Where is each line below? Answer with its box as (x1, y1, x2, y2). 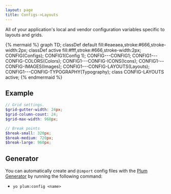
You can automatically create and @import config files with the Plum (5, 168, 148, 174)
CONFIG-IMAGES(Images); (5, 63, 62, 69)
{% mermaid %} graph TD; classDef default (5, 41, 97, 47)
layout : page (5, 7, 33, 13)
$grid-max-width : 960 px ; (5, 116, 58, 122)
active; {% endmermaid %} (5, 74, 63, 80)
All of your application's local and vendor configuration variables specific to (5, 26, 165, 32)
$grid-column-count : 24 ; (5, 112, 58, 117)
